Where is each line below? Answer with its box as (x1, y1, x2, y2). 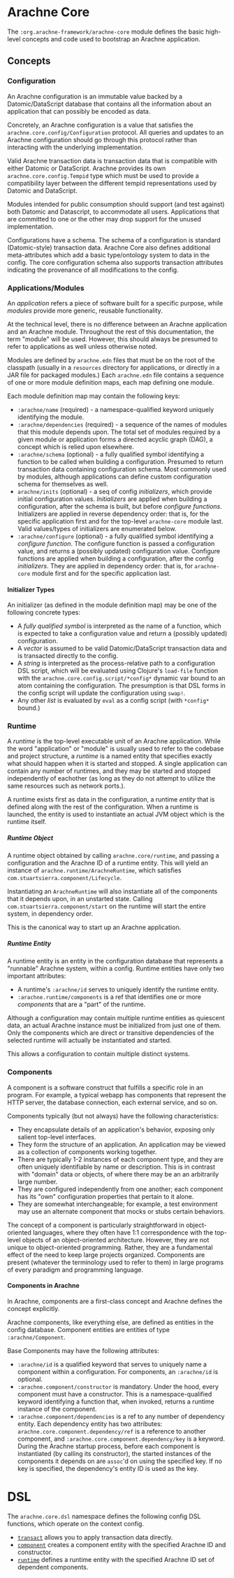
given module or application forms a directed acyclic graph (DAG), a (17, 435, 213, 444)
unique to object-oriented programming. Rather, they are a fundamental (7, 1243, 213, 1251)
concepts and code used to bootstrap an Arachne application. (22, 34, 200, 43)
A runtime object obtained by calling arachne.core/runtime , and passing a (7, 851, 219, 860)
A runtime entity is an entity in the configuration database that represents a (7, 957, 224, 966)
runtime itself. (7, 818, 47, 826)
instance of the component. (17, 1404, 98, 1413)
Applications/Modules (7, 283, 85, 293)
